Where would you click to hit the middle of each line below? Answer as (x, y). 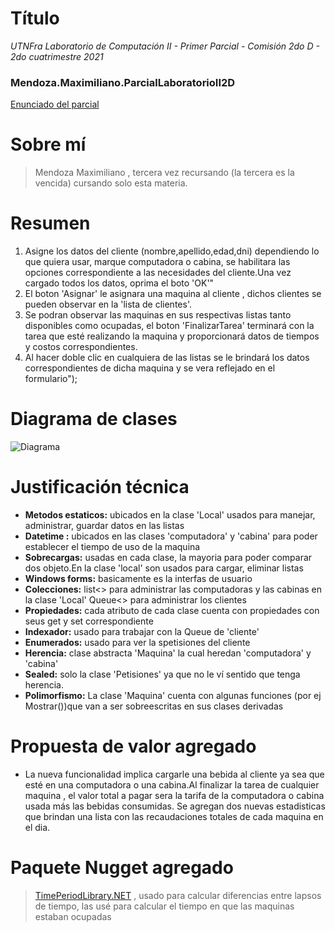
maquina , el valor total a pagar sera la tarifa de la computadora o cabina (174, 795)
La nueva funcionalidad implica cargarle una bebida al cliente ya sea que (174, 774)
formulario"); (51, 379)
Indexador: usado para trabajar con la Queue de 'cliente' (142, 631)
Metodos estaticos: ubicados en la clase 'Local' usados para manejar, (170, 514)
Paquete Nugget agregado (122, 868)
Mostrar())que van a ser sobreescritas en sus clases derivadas (154, 706)
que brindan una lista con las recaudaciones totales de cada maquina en (174, 816)
